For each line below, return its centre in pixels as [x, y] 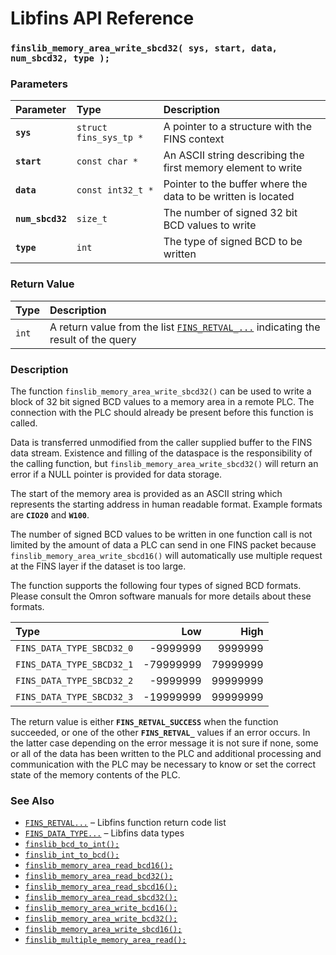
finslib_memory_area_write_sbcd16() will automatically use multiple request [166, 555]
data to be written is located [229, 197]
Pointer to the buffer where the [235, 184]
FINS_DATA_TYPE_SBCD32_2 [74, 680]
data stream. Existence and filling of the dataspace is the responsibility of [161, 453]
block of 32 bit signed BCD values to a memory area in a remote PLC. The [162, 401]
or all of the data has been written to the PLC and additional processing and [166, 753]
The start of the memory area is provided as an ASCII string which [146, 493]
